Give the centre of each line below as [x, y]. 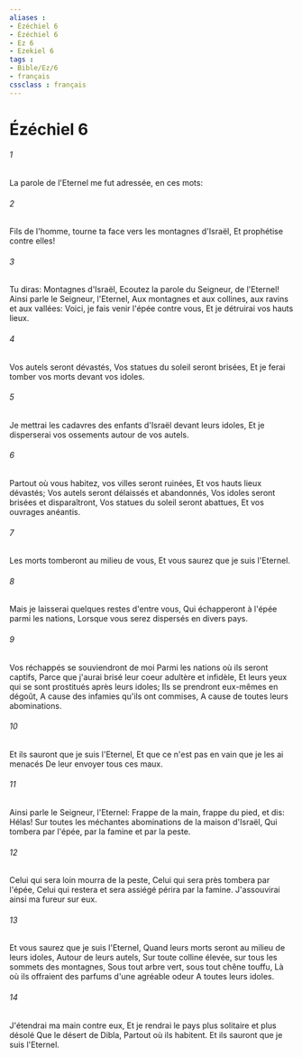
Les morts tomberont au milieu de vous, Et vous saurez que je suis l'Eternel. [150, 561]
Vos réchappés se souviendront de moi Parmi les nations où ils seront [139, 667]
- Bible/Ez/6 [34, 69]
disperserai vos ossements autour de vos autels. [99, 435]
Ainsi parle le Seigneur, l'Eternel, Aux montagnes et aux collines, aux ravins [149, 299]
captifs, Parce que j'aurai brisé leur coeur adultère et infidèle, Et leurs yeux [148, 676]
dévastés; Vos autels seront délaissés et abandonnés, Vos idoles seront [142, 493]
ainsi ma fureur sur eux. [53, 899]
